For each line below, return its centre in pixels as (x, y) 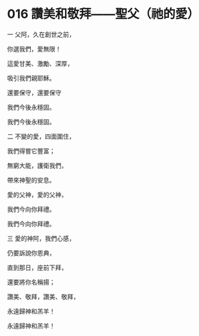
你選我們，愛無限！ (34, 49)
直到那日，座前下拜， (37, 267)
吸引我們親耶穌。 (31, 78)
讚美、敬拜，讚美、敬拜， (43, 296)
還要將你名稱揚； (31, 282)
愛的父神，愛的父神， (37, 194)
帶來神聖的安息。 (31, 180)
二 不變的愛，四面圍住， (41, 136)
